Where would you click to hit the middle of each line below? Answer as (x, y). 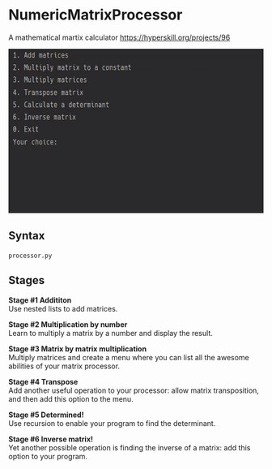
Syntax (27, 236)
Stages (27, 280)
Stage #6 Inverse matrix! (51, 439)
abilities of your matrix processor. (64, 366)
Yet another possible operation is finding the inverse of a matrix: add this (130, 447)
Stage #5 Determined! (46, 415)
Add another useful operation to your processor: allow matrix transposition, (134, 390)
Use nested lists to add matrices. (63, 308)
